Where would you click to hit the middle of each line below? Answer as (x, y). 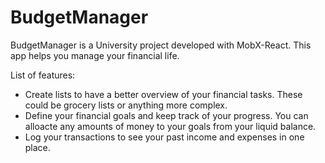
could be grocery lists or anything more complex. (126, 105)
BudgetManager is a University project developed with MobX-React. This (161, 45)
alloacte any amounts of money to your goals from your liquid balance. (170, 126)
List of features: (43, 75)
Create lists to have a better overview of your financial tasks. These (163, 94)
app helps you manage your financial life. (95, 55)
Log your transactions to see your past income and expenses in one (164, 137)
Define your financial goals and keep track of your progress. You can (166, 115)
